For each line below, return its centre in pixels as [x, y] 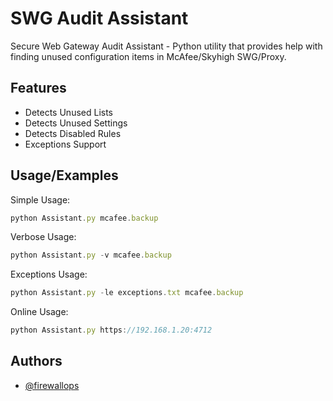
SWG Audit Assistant [99, 18]
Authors [36, 361]
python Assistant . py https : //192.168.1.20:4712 [111, 330]
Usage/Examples [64, 175]
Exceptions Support [65, 144]
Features [38, 88]
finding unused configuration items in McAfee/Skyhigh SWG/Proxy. [148, 56]
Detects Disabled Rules [73, 133]
